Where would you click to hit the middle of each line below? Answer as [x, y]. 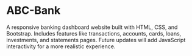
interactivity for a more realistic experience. [61, 46]
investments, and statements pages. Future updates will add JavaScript [96, 40]
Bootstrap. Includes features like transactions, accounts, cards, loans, [94, 33]
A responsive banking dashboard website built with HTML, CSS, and [92, 27]
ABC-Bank [34, 11]
